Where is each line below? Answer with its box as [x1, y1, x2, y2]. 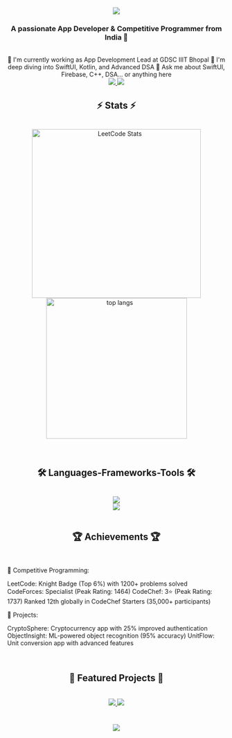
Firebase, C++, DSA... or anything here [61, 70, 172, 79]
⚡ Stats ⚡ [96, 99, 136, 111]
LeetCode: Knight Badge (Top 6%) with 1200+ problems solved [7, 579, 188, 588]
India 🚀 [105, 33, 128, 42]
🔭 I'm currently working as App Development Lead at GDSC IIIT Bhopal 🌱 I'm [7, 55, 226, 64]
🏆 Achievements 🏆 [72, 531, 161, 543]
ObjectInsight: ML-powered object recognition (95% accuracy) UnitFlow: [7, 631, 215, 640]
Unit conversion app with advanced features [7, 638, 134, 647]
